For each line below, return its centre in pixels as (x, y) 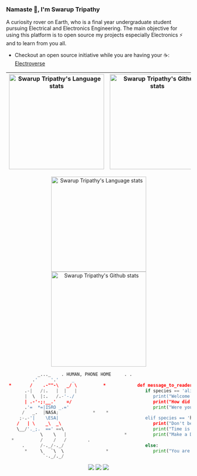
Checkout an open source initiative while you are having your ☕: (92, 55)
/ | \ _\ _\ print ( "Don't (101, 424)
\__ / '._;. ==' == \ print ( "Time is (103, 429)
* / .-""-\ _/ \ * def (77, 386)
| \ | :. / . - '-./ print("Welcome (107, 396)
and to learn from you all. (36, 43)
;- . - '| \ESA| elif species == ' (105, 418)
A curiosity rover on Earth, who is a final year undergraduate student (89, 22)
